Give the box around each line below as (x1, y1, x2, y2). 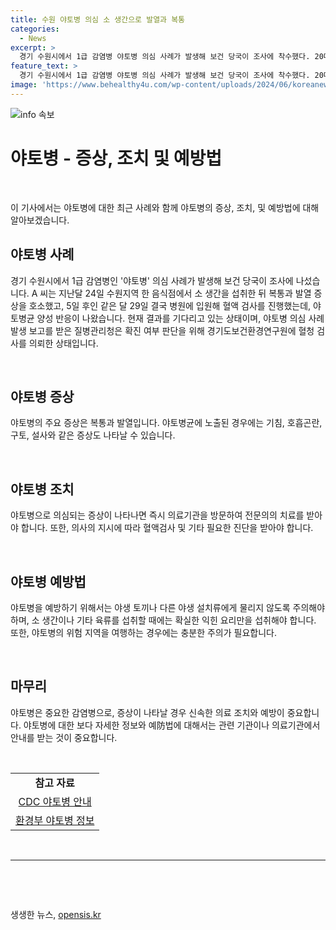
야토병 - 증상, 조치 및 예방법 (10, 147, 223, 170)
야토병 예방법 (10, 573, 87, 590)
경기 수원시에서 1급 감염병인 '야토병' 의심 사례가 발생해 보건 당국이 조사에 (10, 274, 294, 286)
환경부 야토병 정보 (15, 813, 95, 827)
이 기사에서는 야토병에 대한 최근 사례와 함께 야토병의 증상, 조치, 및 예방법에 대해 (10, 201, 320, 213)
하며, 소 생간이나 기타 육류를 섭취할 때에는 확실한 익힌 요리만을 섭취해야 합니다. (10, 614, 317, 626)
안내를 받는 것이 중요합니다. (10, 731, 118, 743)
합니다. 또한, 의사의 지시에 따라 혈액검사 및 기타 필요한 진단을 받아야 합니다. (20, 522, 314, 534)
